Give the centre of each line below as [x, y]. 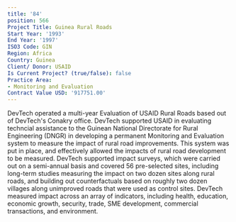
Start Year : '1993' [36, 34]
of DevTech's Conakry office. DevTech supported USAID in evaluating [109, 121]
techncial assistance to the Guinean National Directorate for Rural [103, 128]
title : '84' [25, 14]
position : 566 [28, 21]
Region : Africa [30, 54]
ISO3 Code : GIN [30, 47]
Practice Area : [30, 80]
